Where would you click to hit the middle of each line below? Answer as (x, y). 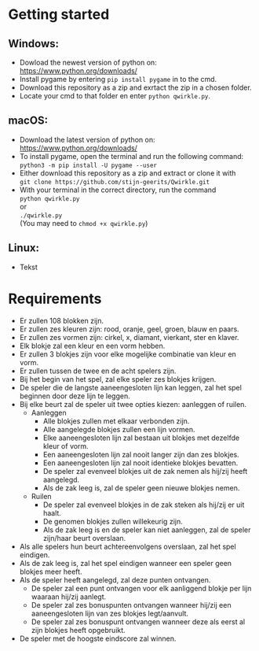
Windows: (34, 44)
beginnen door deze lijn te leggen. (75, 396)
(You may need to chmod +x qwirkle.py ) (84, 223)
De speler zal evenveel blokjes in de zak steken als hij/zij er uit (144, 505)
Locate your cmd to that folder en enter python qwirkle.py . (115, 96)
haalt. (52, 512)
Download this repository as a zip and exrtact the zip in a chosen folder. (136, 87)
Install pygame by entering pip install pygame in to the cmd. (118, 79)
